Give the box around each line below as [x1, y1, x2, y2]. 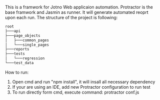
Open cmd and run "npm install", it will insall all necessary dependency [12, 78, 156, 85]
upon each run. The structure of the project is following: [5, 15, 118, 20]
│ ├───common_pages [5, 38, 49, 43]
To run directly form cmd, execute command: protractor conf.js [12, 89, 139, 95]
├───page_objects [5, 33, 41, 38]
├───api [5, 28, 21, 33]
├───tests [5, 51, 25, 56]
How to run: [5, 69, 29, 75]
